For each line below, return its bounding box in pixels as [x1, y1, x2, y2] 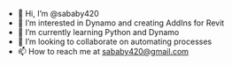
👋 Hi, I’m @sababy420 [17, 9, 99, 18]
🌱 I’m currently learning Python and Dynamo [17, 27, 180, 37]
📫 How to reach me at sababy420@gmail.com [17, 47, 189, 56]
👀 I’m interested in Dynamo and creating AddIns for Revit [17, 18, 225, 28]
